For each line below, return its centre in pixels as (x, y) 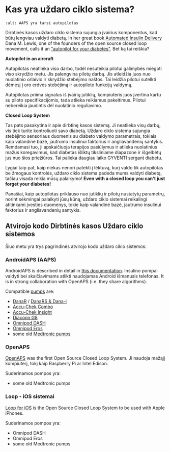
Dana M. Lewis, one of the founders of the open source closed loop (76, 43)
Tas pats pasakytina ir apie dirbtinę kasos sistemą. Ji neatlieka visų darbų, (83, 125)
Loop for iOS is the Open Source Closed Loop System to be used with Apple (85, 408)
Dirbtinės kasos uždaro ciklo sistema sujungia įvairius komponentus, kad (81, 32)
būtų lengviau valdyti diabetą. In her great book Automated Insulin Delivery (83, 38)
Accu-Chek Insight (32, 312)
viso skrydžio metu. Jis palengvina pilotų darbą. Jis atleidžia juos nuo (78, 74)
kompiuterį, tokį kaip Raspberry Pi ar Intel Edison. (57, 364)
